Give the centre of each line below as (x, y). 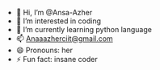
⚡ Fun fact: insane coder (57, 59)
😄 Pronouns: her (44, 50)
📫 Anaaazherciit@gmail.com (64, 39)
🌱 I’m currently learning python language (84, 29)
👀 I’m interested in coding (59, 21)
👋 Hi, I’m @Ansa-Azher (54, 12)
